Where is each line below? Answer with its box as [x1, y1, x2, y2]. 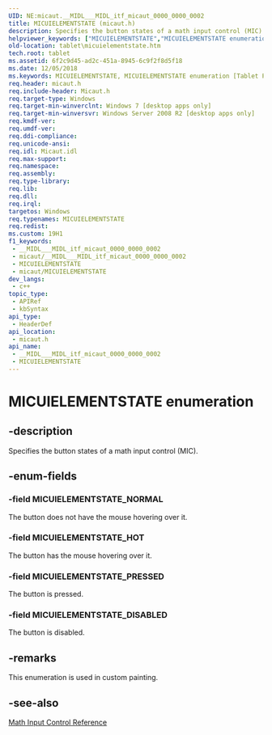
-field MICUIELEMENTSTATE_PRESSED [8, 571, 164, 582]
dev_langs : [8, 275, 45, 283]
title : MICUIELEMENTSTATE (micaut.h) [8, 19, 136, 27]
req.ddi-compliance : [8, 132, 79, 140]
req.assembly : [8, 170, 57, 178]
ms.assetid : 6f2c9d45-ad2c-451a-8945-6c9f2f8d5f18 [8, 57, 183, 65]
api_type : [8, 312, 42, 320]
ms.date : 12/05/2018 [8, 65, 79, 73]
